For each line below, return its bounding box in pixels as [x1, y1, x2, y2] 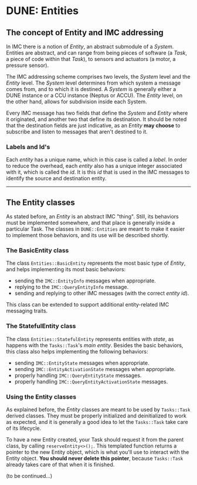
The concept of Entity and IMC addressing [6, 28, 164, 38]
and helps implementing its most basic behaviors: [6, 266, 126, 273]
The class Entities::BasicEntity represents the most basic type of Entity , [6, 260, 186, 267]
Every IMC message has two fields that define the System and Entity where [6, 110, 188, 116]
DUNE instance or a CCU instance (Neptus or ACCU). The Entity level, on [6, 92, 183, 99]
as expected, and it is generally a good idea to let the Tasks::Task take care [6, 419, 189, 425]
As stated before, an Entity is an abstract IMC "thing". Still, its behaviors [6, 213, 179, 220]
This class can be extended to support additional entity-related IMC [6, 301, 169, 308]
